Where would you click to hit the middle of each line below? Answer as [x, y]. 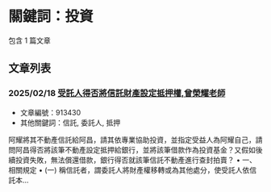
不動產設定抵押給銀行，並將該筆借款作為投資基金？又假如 [160, 149]
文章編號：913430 [50, 112]
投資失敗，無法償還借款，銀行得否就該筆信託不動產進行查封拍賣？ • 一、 [135, 160]
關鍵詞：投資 [51, 17]
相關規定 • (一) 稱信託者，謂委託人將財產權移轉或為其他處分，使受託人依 [129, 169]
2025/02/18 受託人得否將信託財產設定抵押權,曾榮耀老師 [117, 94]
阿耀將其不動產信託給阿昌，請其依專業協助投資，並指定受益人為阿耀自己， [132, 140]
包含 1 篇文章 [29, 40]
